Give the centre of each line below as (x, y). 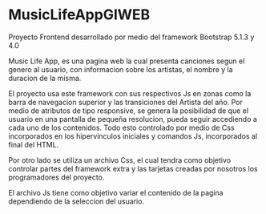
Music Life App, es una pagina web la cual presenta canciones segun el (127, 61)
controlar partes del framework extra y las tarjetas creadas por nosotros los (133, 168)
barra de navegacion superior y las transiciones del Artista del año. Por (125, 102)
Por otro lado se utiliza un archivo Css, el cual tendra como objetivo (119, 160)
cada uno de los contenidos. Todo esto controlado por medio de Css (121, 127)
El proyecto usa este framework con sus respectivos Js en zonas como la (130, 93)
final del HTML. (34, 144)
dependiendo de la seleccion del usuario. (77, 201)
